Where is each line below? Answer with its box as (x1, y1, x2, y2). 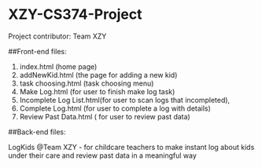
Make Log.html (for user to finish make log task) (19, 86, 175, 96)
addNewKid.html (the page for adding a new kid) (19, 70, 178, 79)
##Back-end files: (8, 127, 66, 137)
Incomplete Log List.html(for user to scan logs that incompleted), (19, 95, 231, 104)
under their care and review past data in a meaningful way (8, 151, 197, 160)
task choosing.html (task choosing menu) (19, 79, 154, 88)
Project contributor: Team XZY (8, 31, 107, 41)
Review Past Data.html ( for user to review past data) (19, 111, 190, 121)
